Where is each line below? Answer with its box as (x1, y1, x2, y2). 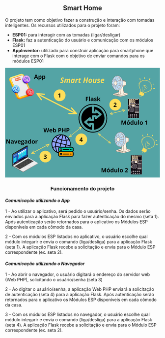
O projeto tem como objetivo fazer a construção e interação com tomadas (5, 17, 155, 23)
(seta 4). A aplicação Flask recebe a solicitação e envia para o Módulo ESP (5, 322, 157, 328)
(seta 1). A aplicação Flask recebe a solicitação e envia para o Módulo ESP (5, 244, 156, 250)
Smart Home (63, 4, 102, 12)
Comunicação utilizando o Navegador (5, 261, 85, 267)
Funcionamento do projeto (50, 185, 115, 192)
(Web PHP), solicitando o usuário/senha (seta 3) (5, 277, 103, 283)
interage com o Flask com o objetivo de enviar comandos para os (12, 53, 145, 59)
